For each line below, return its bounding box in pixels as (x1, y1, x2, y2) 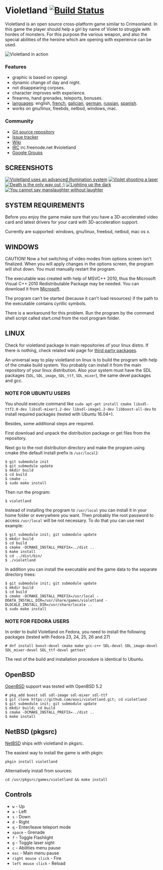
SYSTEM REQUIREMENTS (5, 201, 85, 209)
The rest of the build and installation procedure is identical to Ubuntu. (5, 656, 145, 662)
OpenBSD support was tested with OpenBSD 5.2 (5, 683, 102, 690)
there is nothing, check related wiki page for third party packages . (5, 347, 138, 353)
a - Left (12, 809, 27, 814)
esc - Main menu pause (12, 850, 59, 856)
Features (5, 63, 27, 70)
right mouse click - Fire (12, 855, 62, 861)
